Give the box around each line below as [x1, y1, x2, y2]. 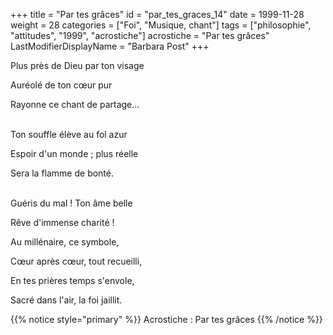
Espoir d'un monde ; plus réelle [10, 148, 139, 159]
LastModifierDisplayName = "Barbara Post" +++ [10, 40, 210, 52]
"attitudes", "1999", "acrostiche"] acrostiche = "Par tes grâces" [10, 30, 270, 41]
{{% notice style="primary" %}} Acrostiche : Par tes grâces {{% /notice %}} [10, 314, 323, 325]
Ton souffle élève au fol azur [10, 129, 128, 140]
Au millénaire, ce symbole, [10, 236, 120, 248]
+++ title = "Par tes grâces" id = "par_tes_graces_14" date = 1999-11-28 [10, 9, 305, 20]
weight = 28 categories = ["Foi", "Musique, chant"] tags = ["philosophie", [10, 19, 312, 31]
